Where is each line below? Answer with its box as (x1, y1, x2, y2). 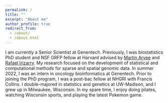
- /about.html (10, 36, 39, 41)
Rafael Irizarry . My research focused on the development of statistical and (5, 60, 158, 66)
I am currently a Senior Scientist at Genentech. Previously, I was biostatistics (5, 49, 163, 55)
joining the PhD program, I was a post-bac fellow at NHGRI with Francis (5, 76, 152, 82)
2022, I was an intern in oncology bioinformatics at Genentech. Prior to (5, 70, 152, 76)
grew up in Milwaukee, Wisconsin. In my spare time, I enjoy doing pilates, (5, 86, 156, 92)
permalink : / (5, 7, 33, 13)
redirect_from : (5, 26, 37, 31)
